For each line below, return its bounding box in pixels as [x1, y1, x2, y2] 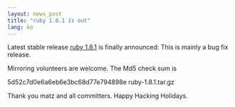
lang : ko [7, 23, 33, 30]
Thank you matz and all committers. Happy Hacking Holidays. [7, 91, 189, 100]
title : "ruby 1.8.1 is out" [7, 17, 91, 24]
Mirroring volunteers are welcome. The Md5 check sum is [7, 64, 177, 73]
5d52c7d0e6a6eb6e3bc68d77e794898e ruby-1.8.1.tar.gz [7, 78, 174, 86]
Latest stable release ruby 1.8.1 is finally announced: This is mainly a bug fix [7, 43, 229, 52]
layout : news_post [7, 10, 62, 18]
